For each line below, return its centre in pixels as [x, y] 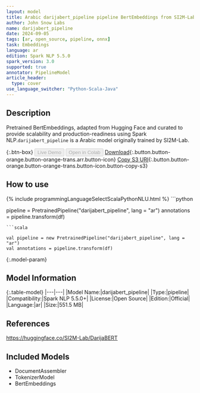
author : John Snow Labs [36, 23]
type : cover [26, 84]
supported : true [26, 67]
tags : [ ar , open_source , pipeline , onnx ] [58, 39]
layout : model [24, 12]
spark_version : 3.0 [30, 61]
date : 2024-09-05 [28, 34]
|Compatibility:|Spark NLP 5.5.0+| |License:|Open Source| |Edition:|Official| [98, 298]
